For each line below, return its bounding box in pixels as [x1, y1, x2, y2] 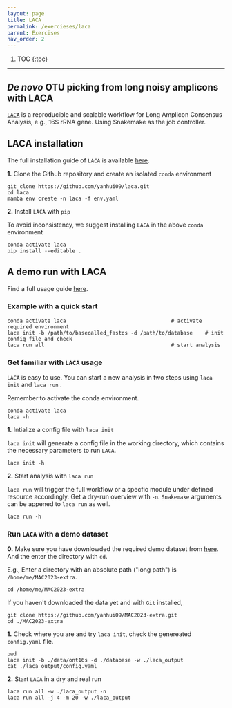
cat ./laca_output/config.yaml [7, 663, 97, 670]
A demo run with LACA [7, 266, 107, 278]
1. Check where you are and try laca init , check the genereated [7, 630, 192, 638]
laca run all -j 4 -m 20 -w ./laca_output [7, 694, 131, 702]
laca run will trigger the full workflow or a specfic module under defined [7, 485, 213, 494]
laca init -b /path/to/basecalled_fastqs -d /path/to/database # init [7, 329, 224, 336]
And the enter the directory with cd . [7, 552, 108, 561]
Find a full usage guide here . [7, 284, 88, 292]
